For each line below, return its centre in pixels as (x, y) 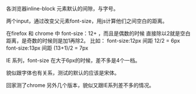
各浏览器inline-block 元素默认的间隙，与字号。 (62, 8)
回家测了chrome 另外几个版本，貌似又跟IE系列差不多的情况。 (80, 85)
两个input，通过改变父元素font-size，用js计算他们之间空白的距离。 (87, 21)
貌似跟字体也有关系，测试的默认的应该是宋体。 (63, 73)
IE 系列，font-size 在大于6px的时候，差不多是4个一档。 (73, 60)
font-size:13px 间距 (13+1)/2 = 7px (47, 48)
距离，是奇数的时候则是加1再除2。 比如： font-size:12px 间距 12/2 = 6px (93, 41)
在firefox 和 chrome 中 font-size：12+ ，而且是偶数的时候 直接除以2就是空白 (98, 33)
